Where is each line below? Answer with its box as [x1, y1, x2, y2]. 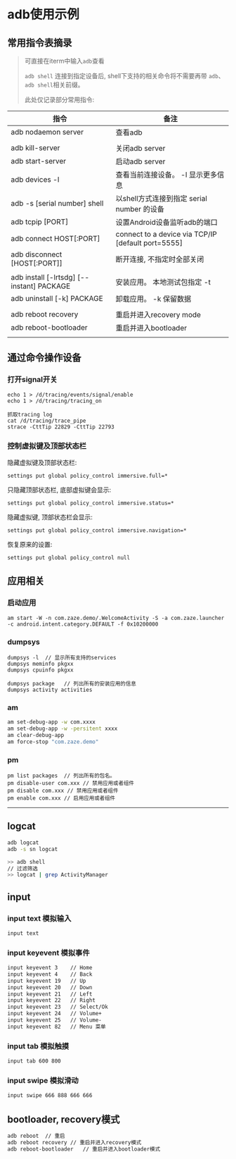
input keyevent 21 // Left [7, 991, 93, 998]
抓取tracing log [7, 411, 53, 418]
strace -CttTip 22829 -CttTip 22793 [7, 423, 114, 430]
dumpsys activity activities [7, 686, 93, 693]
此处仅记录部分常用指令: [24, 96, 95, 104]
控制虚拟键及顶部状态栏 [7, 441, 86, 451]
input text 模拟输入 [7, 913, 72, 923]
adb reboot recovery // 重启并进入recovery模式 [7, 1139, 142, 1146]
